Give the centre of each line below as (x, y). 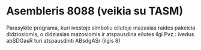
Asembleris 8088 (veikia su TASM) (95, 11)
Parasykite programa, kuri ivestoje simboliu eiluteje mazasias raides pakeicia (101, 28)
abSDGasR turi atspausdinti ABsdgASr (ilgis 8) (64, 40)
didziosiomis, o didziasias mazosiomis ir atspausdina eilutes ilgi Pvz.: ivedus (100, 34)
